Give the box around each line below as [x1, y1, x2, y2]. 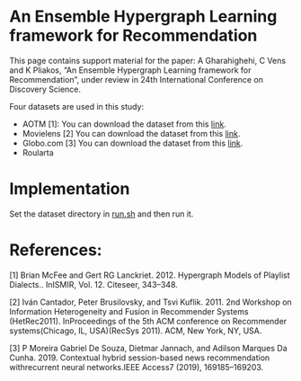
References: [9, 240, 102, 261]
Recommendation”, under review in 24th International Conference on [9, 74, 263, 84]
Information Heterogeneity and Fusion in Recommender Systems [9, 306, 249, 316]
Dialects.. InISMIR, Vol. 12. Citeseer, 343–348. [9, 279, 178, 289]
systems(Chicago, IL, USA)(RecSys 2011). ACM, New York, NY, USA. [9, 325, 262, 336]
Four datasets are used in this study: [9, 101, 145, 111]
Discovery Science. [9, 84, 82, 94]
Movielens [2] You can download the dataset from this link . [22, 128, 241, 138]
